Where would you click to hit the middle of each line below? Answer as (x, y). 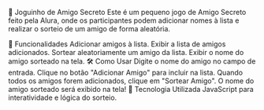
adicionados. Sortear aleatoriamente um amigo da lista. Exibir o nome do (126, 52)
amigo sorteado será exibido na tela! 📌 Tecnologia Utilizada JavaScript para (131, 89)
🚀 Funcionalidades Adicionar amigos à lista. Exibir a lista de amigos (117, 44)
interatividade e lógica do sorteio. (63, 97)
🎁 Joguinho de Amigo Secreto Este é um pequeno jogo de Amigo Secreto (127, 12)
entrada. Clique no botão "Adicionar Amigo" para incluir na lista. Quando (125, 72)
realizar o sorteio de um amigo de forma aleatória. (89, 29)
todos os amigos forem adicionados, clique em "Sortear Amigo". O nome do (131, 81)
